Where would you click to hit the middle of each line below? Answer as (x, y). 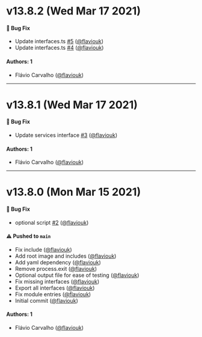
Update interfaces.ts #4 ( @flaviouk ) (59, 48)
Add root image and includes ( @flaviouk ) (66, 256)
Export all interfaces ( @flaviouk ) (55, 288)
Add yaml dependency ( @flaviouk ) (58, 262)
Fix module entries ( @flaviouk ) (53, 294)
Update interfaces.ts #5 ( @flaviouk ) (59, 41)
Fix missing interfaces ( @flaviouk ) (57, 281)
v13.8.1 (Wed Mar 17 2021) (72, 105)
